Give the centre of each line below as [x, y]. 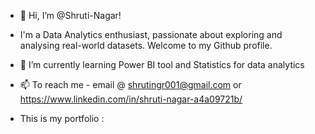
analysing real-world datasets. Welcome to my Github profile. [146, 45]
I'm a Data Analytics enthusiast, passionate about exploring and [151, 34]
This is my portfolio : [62, 118]
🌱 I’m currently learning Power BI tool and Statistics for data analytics [162, 64]
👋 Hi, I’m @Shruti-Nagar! [70, 15]
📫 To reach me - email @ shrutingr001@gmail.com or [130, 84]
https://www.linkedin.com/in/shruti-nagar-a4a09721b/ [131, 99]
